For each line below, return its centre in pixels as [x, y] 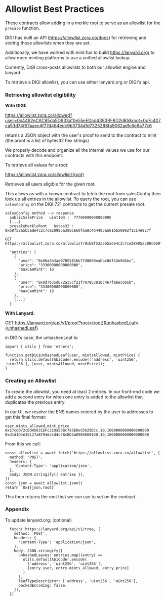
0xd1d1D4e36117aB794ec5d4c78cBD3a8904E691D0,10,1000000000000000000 [77, 434]
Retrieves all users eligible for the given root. [51, 184]
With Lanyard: [20, 313]
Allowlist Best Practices [55, 9]
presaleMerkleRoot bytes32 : [42, 226]
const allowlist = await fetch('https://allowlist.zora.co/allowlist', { [83, 453]
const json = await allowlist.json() [44, 483]
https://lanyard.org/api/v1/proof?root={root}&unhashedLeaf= [77, 323]
